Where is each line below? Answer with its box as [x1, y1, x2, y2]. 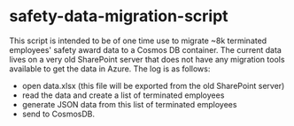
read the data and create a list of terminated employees [21, 90, 225, 100]
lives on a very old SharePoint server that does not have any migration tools [9, 54, 285, 64]
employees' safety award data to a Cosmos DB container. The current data [9, 44, 282, 55]
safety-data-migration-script [9, 6, 228, 26]
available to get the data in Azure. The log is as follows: [9, 63, 211, 74]
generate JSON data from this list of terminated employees [21, 99, 237, 109]
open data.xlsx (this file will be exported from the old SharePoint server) [21, 80, 285, 91]
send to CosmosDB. [21, 108, 96, 119]
